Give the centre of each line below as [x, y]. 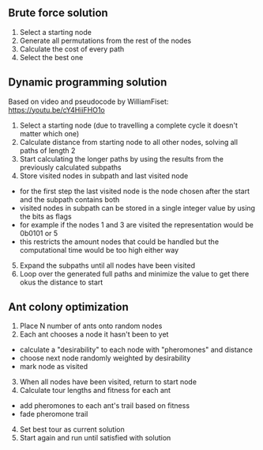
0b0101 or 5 [39, 233]
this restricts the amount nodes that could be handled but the [119, 242]
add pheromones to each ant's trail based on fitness [105, 406]
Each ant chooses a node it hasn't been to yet [94, 334]
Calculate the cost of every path [72, 49]
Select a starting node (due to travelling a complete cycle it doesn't [129, 125]
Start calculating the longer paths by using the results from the [121, 158]
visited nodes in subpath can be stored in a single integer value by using [137, 208]
